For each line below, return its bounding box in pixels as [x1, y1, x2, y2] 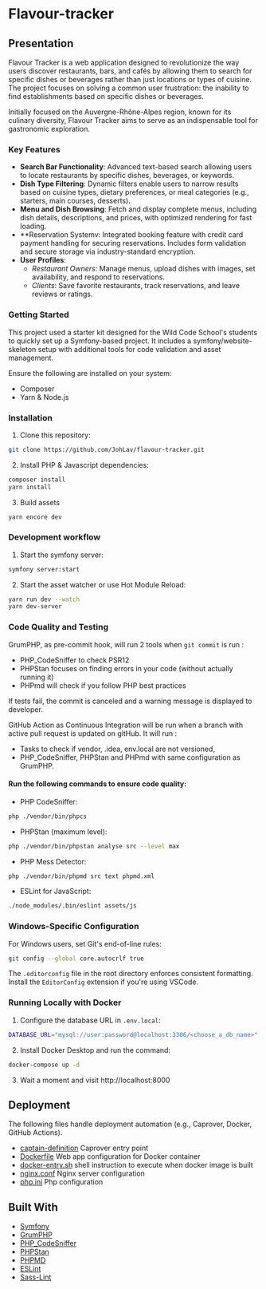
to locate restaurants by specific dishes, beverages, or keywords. [19, 171, 235, 180]
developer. [8, 704, 44, 714]
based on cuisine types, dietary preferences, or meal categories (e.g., [19, 188, 249, 197]
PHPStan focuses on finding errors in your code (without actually [19, 663, 233, 673]
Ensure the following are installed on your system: [8, 368, 172, 378]
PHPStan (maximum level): [19, 827, 108, 836]
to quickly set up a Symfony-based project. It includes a [8, 336, 192, 346]
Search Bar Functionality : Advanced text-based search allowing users [19, 162, 252, 172]
